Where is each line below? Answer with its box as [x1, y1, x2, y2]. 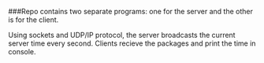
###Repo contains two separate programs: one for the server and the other [8, 7, 254, 16]
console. [8, 47, 37, 56]
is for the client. [8, 15, 59, 24]
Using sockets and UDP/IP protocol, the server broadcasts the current [8, 31, 236, 39]
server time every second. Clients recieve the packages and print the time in [8, 39, 256, 48]
